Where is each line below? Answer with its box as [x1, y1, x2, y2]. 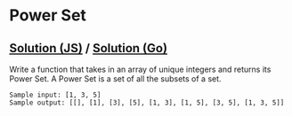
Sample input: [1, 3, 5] [9, 90, 101, 99]
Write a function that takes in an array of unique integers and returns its [9, 64, 272, 74]
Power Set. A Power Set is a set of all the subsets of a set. [9, 73, 222, 84]
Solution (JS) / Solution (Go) [9, 41, 167, 56]
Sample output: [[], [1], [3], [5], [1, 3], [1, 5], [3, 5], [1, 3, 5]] [9, 98, 285, 107]
